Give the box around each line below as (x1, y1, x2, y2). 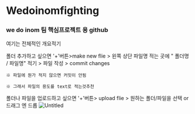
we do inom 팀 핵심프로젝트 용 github (6, 26, 108, 34)
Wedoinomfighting (6, 4, 100, 17)
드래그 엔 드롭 (6, 102, 38, 109)
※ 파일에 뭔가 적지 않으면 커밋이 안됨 (6, 73, 87, 79)
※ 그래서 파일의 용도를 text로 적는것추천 (6, 84, 95, 90)
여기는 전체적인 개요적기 (6, 40, 61, 47)
